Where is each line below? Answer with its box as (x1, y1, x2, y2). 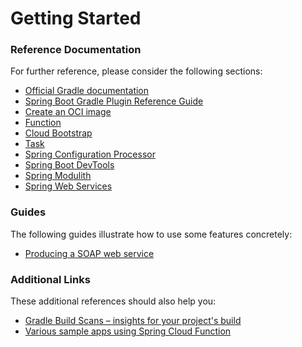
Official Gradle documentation (24, 85, 150, 97)
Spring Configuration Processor (24, 148, 156, 161)
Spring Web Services (24, 180, 113, 192)
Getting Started (10, 7, 142, 30)
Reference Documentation (10, 43, 142, 57)
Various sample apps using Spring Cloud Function (24, 325, 232, 337)
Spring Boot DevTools (24, 159, 115, 171)
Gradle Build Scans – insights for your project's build (24, 315, 242, 327)
